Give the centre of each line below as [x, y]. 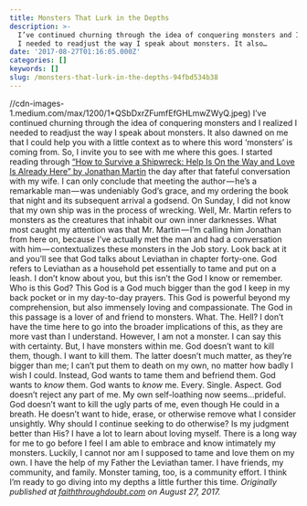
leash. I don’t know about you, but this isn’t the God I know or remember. [146, 278]
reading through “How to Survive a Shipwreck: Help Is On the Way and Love [152, 162]
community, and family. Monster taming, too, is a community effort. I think [148, 472]
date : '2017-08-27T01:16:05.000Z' [75, 52]
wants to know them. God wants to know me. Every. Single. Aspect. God [145, 385]
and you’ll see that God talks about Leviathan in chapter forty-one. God [143, 258]
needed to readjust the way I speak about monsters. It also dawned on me [149, 132]
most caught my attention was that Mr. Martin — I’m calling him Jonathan [145, 229]
